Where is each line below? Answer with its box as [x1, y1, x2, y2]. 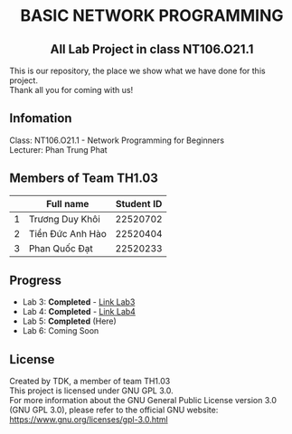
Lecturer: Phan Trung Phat [9, 144, 108, 155]
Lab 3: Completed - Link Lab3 [22, 297, 136, 307]
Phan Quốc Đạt [28, 241, 93, 254]
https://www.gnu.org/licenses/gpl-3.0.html [9, 414, 169, 425]
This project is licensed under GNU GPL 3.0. [9, 385, 174, 396]
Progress [9, 273, 61, 288]
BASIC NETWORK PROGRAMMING [20, 5, 284, 26]
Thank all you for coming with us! [9, 85, 134, 95]
